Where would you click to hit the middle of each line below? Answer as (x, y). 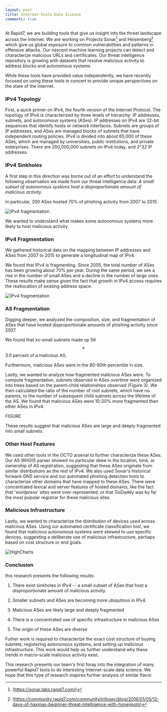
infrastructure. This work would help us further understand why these (77, 650)
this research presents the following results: (50, 576)
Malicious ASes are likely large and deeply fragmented (68, 610)
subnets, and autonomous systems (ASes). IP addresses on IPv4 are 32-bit (82, 121)
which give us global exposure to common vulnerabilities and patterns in (79, 45)
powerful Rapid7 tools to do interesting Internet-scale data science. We (78, 670)
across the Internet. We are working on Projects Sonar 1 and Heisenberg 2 (79, 39)
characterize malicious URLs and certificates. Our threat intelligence (75, 55)
